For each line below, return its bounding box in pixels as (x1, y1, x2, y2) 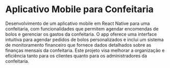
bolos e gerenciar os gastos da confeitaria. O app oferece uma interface (5, 31, 157, 37)
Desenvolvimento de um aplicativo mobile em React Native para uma (5, 20, 150, 26)
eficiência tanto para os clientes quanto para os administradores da (5, 52, 147, 59)
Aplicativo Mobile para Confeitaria (5, 4, 154, 15)
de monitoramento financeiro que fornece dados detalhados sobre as (5, 42, 152, 48)
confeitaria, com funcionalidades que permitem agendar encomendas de (5, 25, 159, 31)
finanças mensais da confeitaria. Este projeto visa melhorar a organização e (5, 47, 165, 53)
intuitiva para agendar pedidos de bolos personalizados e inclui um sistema (5, 37, 164, 43)
